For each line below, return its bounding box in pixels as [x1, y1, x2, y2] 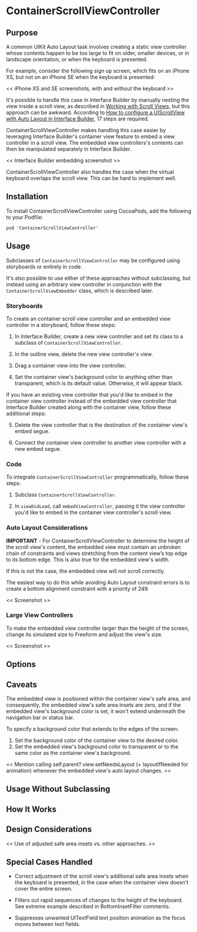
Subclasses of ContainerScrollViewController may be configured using [6, 257, 181, 264]
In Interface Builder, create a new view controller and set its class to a [14, 332, 183, 340]
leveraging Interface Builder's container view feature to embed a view [6, 133, 175, 140]
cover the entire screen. [14, 885, 73, 892]
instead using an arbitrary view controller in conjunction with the [6, 280, 162, 287]
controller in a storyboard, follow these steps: [6, 321, 116, 328]
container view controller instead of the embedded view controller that [6, 397, 177, 404]
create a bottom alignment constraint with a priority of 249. [6, 585, 149, 592]
